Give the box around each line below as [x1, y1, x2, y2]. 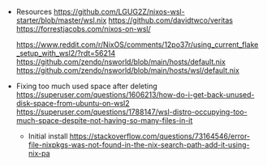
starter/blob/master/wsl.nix [15, 15, 107, 25]
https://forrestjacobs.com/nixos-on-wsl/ [15, 24, 152, 33]
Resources [15, 7, 53, 16]
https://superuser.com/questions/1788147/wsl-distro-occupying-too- [15, 107, 248, 117]
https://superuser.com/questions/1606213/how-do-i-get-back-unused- [15, 90, 255, 100]
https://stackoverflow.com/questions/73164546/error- [69, 131, 251, 141]
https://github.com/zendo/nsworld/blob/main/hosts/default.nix [15, 57, 226, 66]
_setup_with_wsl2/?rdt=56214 [15, 49, 116, 57]
